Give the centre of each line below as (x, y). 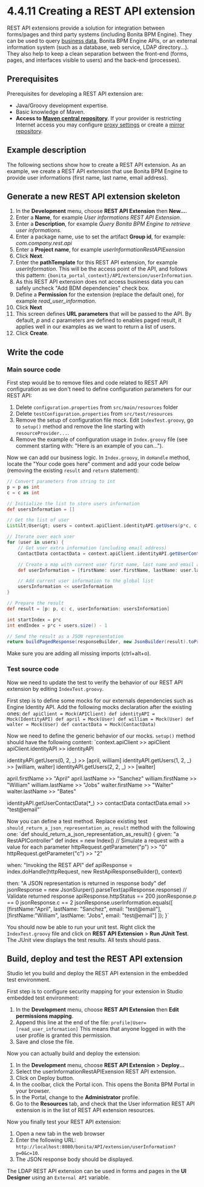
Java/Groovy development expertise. (62, 105)
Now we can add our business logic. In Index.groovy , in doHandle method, (98, 457)
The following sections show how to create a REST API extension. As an (97, 165)
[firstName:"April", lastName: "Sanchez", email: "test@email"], (84, 909)
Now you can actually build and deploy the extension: (74, 1053)
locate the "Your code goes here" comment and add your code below (94, 464)
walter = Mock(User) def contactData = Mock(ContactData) (81, 724)
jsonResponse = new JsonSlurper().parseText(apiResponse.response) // (97, 889)
